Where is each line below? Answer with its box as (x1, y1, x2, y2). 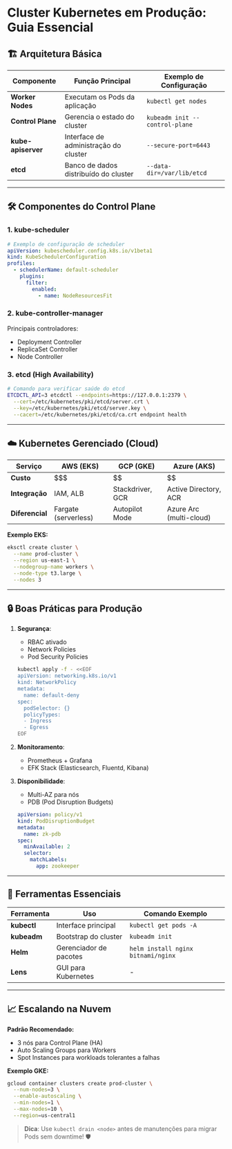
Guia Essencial (7, 19, 94, 35)
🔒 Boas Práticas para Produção (7, 603, 143, 614)
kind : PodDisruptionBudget (17, 818, 95, 825)
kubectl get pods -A (129, 921, 197, 929)
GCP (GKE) (118, 461, 155, 471)
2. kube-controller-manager (7, 309, 104, 318)
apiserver (10, 145, 43, 154)
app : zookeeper (35, 863, 79, 870)
